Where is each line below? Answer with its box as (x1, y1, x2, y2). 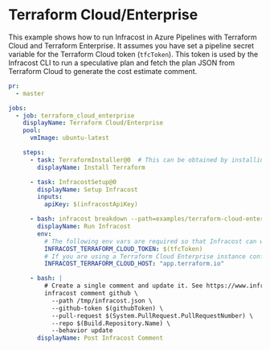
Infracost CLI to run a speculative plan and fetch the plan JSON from (8, 58, 235, 68)
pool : (22, 126, 42, 134)
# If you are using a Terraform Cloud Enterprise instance (43, 252, 247, 261)
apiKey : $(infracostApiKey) (43, 200, 138, 208)
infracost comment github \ (43, 290, 138, 298)
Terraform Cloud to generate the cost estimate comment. (8, 66, 198, 76)
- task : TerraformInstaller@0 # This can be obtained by (29, 155, 228, 164)
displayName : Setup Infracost (37, 185, 138, 194)
